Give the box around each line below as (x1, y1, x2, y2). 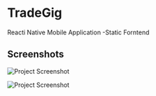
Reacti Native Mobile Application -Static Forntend (7, 28, 150, 36)
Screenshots (7, 48, 64, 60)
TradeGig (7, 5, 63, 21)
